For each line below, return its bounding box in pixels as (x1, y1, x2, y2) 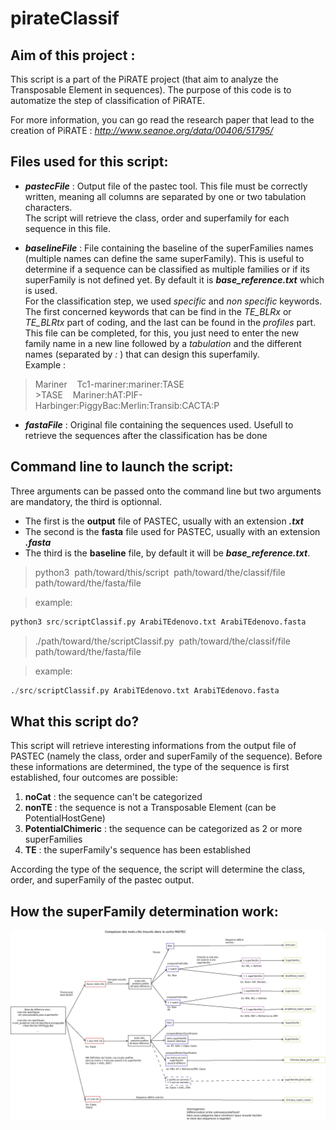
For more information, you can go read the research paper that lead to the (10, 114, 315, 126)
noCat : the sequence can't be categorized (24, 791, 203, 803)
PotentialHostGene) (24, 812, 106, 824)
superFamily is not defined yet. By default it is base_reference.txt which (24, 273, 325, 286)
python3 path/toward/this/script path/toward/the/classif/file (34, 566, 286, 578)
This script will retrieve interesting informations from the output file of (10, 740, 297, 752)
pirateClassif (10, 7, 120, 30)
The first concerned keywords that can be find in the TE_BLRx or (24, 305, 292, 317)
